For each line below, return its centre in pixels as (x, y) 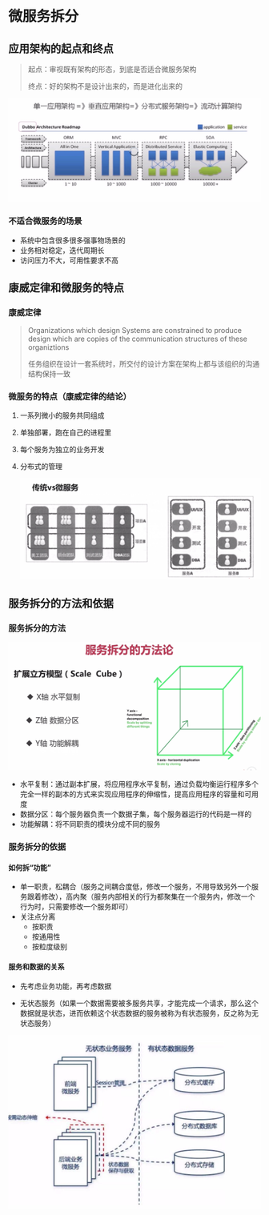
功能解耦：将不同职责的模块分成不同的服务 (90, 824)
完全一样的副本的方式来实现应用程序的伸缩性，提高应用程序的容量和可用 (139, 794)
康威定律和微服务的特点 (66, 288)
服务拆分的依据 (37, 847)
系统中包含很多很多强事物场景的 (72, 240)
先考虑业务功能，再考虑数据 (66, 986)
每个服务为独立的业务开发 (62, 450)
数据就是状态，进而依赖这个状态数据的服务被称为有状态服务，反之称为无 (139, 1012)
